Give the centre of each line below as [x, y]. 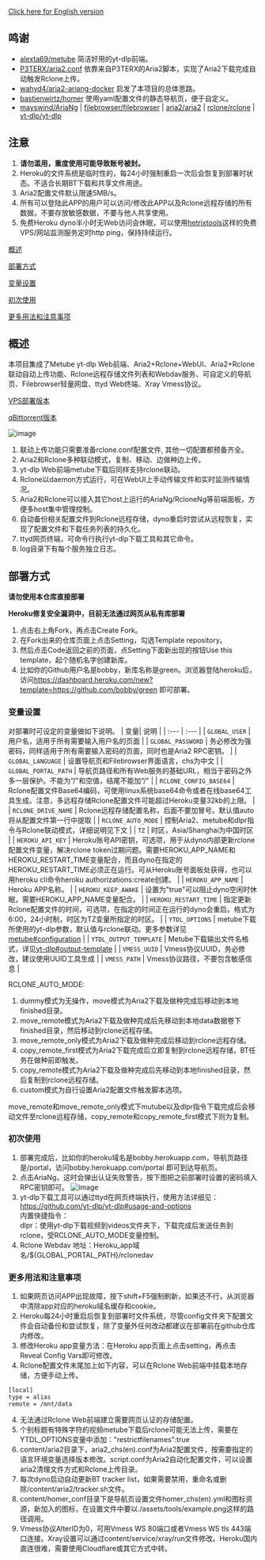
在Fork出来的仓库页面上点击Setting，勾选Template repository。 [123, 640]
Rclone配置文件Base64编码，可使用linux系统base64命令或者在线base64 [127, 790]
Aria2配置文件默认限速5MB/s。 [70, 192]
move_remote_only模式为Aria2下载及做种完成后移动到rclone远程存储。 [135, 1040]
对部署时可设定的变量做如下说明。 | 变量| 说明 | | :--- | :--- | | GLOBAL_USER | [129, 731]
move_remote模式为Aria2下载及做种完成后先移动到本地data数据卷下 [131, 1020]
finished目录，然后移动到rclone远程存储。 [88, 1030]
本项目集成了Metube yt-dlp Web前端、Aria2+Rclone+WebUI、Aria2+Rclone [132, 364]
